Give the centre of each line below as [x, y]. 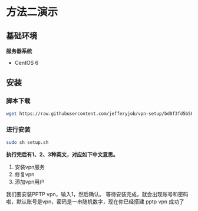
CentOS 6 [27, 63]
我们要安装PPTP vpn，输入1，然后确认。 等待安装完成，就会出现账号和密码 [97, 194]
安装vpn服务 [30, 167]
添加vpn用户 [30, 182]
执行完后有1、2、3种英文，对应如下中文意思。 [62, 154]
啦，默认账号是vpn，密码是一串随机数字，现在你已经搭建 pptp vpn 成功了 [95, 202]
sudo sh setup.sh [27, 142]
